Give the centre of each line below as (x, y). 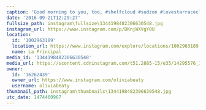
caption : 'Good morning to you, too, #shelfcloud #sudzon (82, 12)
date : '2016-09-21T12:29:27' (44, 18)
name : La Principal (37, 52)
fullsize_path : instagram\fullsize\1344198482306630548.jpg (85, 23)
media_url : (20, 63)
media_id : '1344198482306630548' (49, 57)
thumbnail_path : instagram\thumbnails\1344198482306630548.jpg (89, 92)
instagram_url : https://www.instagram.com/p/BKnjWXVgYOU (81, 29)
